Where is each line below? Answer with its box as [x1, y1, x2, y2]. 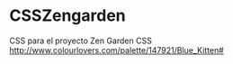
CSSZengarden [9, 5, 126, 26]
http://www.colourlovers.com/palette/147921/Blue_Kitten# [9, 44, 225, 55]
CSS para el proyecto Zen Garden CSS [9, 35, 153, 46]
